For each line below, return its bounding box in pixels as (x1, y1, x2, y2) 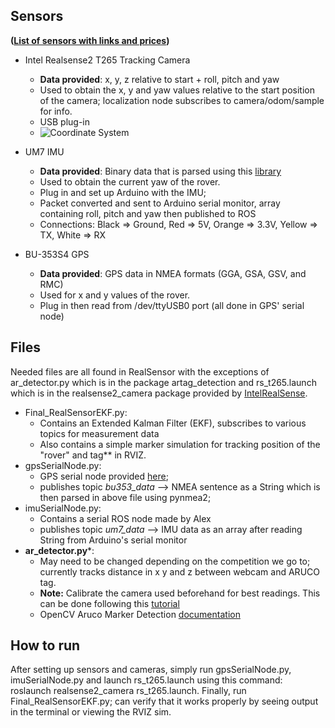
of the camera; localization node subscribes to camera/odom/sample (39, 94, 325, 106)
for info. (39, 105, 73, 117)
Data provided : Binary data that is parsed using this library (39, 165, 282, 177)
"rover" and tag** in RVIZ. (39, 449, 147, 461)
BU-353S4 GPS (24, 248, 90, 260)
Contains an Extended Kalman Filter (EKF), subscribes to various (39, 417, 307, 429)
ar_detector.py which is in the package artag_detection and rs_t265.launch (10, 376, 317, 388)
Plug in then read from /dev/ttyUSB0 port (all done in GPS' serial (39, 299, 305, 311)
